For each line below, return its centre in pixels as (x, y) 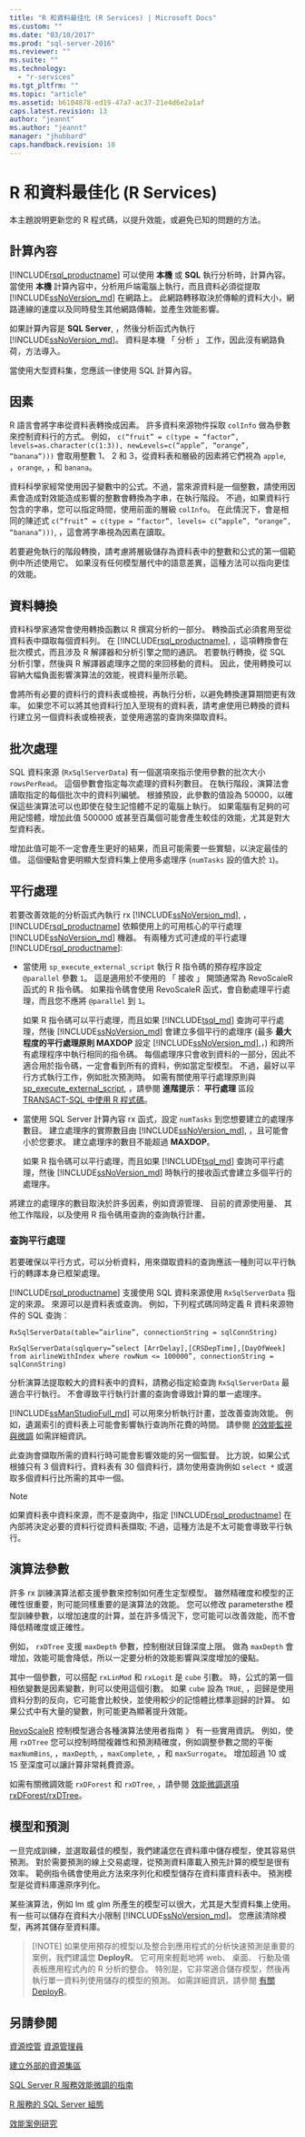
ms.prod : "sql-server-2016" (63, 43)
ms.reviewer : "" (40, 52)
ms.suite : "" (34, 60)
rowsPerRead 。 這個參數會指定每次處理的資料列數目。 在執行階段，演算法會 (149, 783)
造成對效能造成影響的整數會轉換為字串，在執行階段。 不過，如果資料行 (157, 498)
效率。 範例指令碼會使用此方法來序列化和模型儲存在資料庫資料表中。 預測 (147, 1873)
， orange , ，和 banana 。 (53, 467)
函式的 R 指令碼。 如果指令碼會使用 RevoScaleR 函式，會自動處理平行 (152, 989)
